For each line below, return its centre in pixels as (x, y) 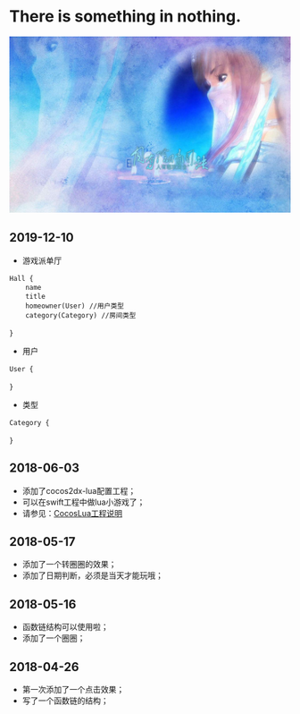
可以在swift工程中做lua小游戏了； (83, 502)
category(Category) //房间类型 (81, 315)
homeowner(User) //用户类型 (75, 306)
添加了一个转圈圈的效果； (69, 565)
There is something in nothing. (125, 17)
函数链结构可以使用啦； (65, 627)
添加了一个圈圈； (54, 638)
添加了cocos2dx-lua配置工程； (79, 490)
